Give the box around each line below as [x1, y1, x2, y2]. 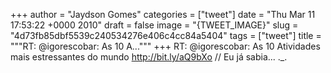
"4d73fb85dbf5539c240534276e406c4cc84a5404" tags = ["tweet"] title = [10, 30, 322, 41]
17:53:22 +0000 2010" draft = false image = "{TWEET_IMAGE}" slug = [10, 19, 299, 31]
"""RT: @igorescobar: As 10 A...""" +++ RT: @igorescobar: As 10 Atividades [10, 40, 321, 52]
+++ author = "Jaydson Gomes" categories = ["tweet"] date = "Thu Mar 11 [10, 9, 316, 20]
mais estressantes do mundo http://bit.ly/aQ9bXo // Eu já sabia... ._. [10, 51, 288, 63]
